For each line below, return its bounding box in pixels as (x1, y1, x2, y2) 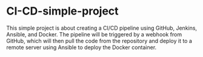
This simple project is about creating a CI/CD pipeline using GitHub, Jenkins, (6, 24, 198, 32)
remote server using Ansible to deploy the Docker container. (6, 44, 157, 51)
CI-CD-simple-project (6, 4, 119, 18)
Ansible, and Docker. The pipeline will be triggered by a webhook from (6, 30, 182, 38)
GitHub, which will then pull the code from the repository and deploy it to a (6, 37, 193, 44)
